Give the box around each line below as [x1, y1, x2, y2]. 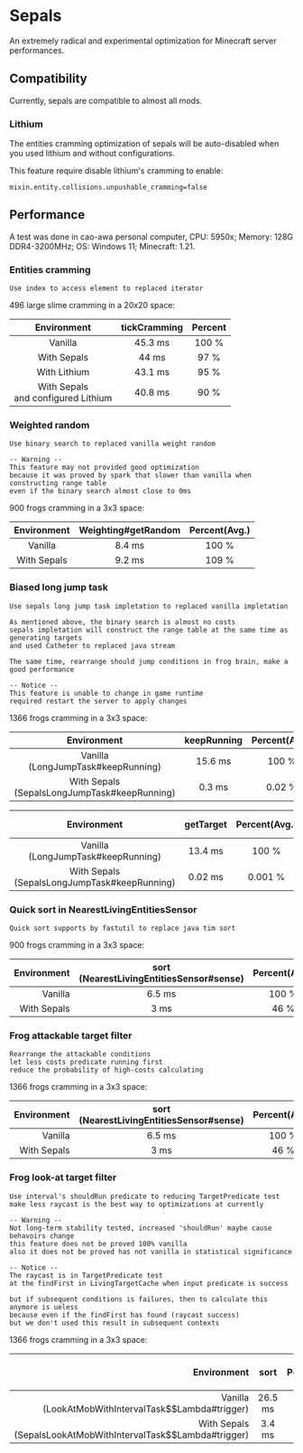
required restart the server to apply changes [9, 697, 188, 706]
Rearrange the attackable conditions [9, 1050, 151, 1059]
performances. [9, 44, 65, 55]
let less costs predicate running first [9, 1058, 164, 1067]
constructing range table [9, 479, 106, 488]
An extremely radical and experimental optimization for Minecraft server [9, 35, 277, 46]
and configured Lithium [14, 392, 113, 405]
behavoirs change [9, 1231, 75, 1241]
